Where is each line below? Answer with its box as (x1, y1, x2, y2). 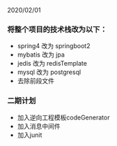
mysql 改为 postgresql (17, 68, 81, 76)
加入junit (17, 131, 42, 139)
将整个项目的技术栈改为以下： (7, 24, 108, 34)
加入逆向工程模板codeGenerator (17, 113, 110, 122)
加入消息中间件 (17, 122, 61, 130)
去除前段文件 (17, 77, 54, 85)
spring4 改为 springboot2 (17, 42, 91, 50)
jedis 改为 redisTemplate (17, 59, 87, 68)
